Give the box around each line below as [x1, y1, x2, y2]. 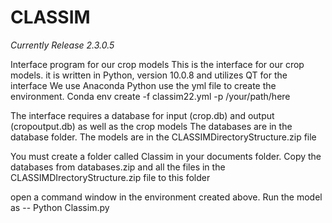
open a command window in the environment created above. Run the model [10, 191, 323, 203]
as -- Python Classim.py [10, 201, 110, 213]
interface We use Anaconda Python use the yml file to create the [10, 79, 277, 91]
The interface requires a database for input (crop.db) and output [10, 109, 275, 121]
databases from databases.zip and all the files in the [10, 161, 226, 173]
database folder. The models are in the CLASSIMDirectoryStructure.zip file [10, 131, 317, 143]
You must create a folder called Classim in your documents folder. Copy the [10, 150, 322, 162]
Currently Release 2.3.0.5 [10, 39, 115, 51]
